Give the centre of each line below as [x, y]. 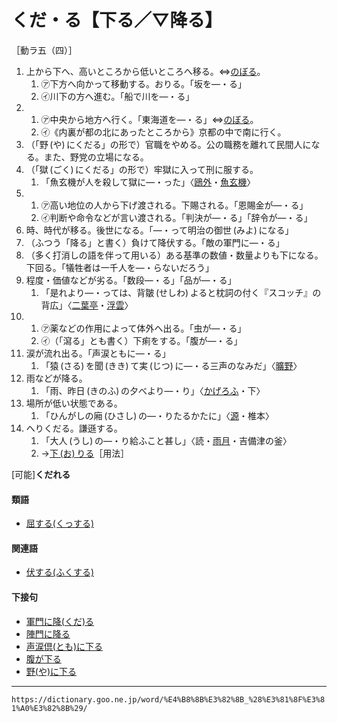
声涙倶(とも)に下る [64, 646]
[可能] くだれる [41, 474]
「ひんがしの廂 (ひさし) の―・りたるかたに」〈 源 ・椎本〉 [157, 415]
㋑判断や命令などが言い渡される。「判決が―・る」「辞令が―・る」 [176, 217]
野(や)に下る [51, 671]
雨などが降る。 [56, 378]
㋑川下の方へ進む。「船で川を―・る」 [117, 96]
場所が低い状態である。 [74, 403]
